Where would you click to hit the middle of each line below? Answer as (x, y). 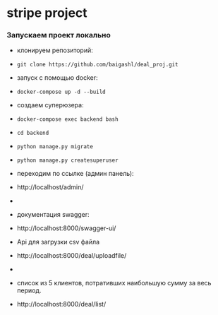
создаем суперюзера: (50, 105)
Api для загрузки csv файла (58, 242)
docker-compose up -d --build (61, 92)
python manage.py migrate (55, 147)
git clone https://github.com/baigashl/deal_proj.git (97, 65)
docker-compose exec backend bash (67, 119)
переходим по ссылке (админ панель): (75, 174)
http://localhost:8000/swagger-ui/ (66, 228)
